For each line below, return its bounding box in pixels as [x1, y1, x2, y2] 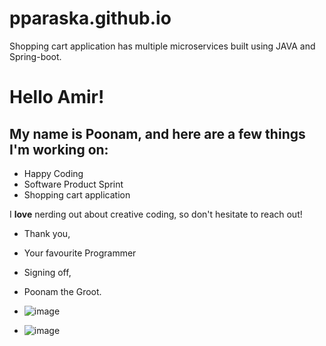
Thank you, [23, 227, 71, 239]
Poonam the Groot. [23, 285, 102, 297]
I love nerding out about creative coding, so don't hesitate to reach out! [9, 208, 303, 220]
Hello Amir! [9, 86, 105, 109]
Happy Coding [23, 167, 84, 179]
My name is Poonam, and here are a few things [9, 125, 306, 142]
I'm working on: [9, 141, 109, 158]
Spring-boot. [9, 50, 62, 62]
